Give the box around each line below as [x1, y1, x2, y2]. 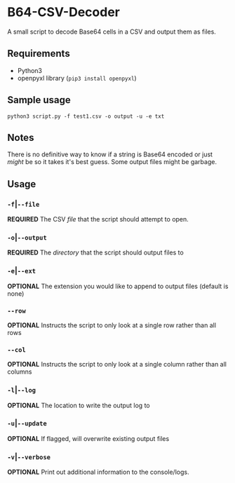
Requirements [7, 48, 70, 60]
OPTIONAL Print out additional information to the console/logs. [7, 468, 189, 477]
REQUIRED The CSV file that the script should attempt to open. [7, 215, 189, 224]
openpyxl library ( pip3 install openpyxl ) [17, 74, 137, 82]
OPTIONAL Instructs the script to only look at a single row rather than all [7, 320, 216, 329]
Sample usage [7, 94, 72, 106]
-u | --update [7, 419, 47, 428]
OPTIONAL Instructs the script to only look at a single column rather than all [7, 360, 227, 369]
